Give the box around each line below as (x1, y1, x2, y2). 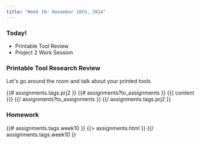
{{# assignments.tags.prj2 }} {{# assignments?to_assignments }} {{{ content (6, 89, 195, 96)
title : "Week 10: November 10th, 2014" (6, 8, 106, 15)
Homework (6, 111, 39, 119)
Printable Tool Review (14, 42, 69, 49)
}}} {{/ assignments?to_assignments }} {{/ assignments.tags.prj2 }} (6, 96, 171, 103)
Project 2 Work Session (14, 49, 73, 56)
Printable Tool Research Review (6, 64, 101, 72)
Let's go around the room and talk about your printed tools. (6, 78, 153, 85)
